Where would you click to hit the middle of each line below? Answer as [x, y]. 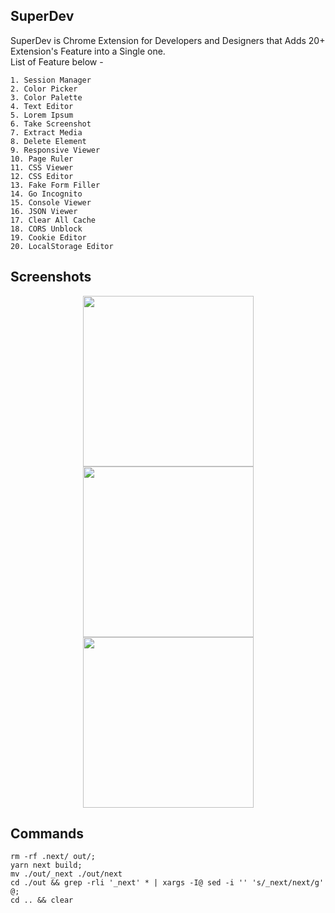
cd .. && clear [42, 900]
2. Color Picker [44, 89]
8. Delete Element [48, 141]
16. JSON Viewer [44, 211]
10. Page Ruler [42, 159]
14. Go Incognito [46, 194]
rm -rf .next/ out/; [53, 857]
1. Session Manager [51, 80]
